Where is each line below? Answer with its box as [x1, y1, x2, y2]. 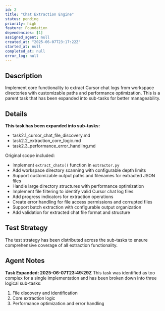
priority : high [5, 21, 37, 26]
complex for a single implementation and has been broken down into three [5, 275, 157, 281]
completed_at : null [5, 49, 46, 53]
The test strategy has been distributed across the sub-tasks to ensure [5, 237, 148, 243]
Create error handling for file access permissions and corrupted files [12, 199, 153, 205]
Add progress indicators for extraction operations [12, 194, 113, 200]
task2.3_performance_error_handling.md [12, 143, 96, 149]
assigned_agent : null [5, 35, 50, 40]
